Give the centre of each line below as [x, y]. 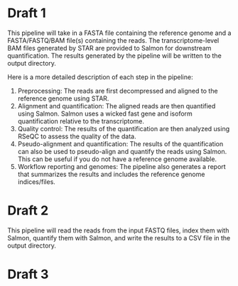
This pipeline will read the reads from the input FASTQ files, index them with [118, 230]
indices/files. [36, 182]
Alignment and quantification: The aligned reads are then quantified [117, 106]
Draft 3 [28, 274]
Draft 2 [28, 211]
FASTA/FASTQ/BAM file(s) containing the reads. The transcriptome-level [113, 40]
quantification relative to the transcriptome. [81, 121]
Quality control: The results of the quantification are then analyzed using [124, 128]
